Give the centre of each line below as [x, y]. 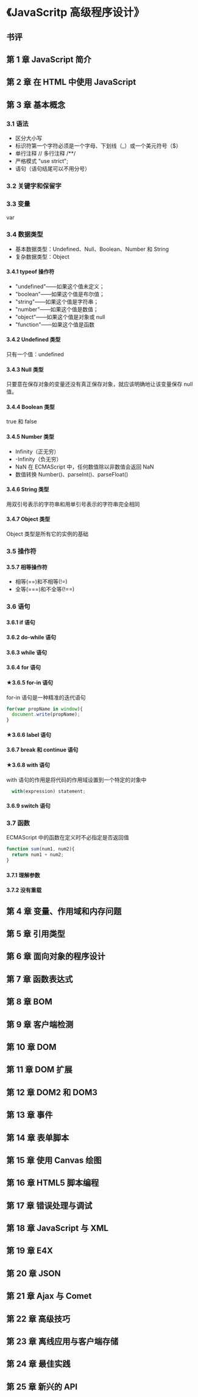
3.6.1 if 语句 [21, 622]
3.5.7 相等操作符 [27, 567]
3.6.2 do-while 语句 [31, 637]
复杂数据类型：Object [42, 256]
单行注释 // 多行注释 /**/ [45, 154]
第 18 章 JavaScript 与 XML [57, 1228]
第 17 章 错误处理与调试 [49, 1205]
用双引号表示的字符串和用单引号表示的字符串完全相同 [73, 504]
